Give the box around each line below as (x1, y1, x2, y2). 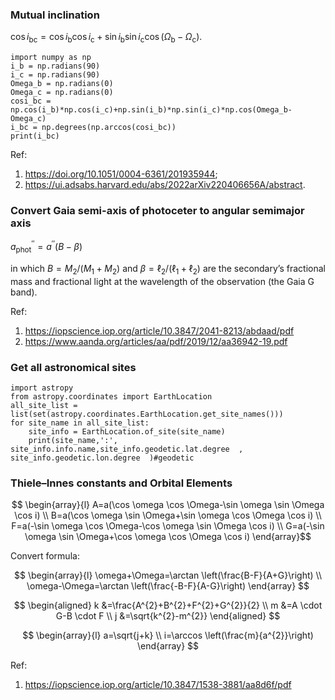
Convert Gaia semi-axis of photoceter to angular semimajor (10, 204, 305, 218)
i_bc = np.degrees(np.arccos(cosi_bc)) (10, 123, 177, 133)
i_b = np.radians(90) (10, 61, 101, 72)
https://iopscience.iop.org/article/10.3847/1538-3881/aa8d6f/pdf (24, 679, 292, 691)
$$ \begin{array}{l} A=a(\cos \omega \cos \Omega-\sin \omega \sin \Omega (11, 499, 325, 511)
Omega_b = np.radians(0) (10, 79, 114, 89)
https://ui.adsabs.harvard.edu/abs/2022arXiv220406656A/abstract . (24, 179, 306, 191)
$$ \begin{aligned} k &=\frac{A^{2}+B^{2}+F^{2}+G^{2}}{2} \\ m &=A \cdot (13, 599, 323, 612)
